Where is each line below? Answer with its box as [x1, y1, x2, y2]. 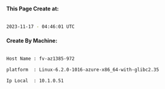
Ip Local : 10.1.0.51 [6, 78, 64, 84]
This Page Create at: [6, 5, 59, 12]
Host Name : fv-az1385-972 [6, 55, 75, 62]
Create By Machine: [6, 37, 58, 44]
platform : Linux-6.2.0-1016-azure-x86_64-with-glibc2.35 [6, 67, 160, 73]
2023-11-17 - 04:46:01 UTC [6, 24, 75, 30]
